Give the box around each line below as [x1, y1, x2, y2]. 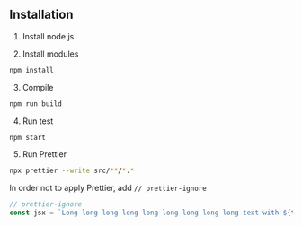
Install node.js [22, 30, 75, 41]
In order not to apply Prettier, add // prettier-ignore [9, 183, 207, 194]
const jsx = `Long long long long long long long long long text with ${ [9, 208, 292, 218]
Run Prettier [22, 149, 67, 160]
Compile [22, 82, 54, 92]
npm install [9, 65, 54, 74]
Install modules [22, 48, 79, 59]
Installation [9, 7, 74, 22]
